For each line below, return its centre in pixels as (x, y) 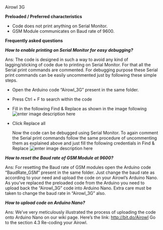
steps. (11, 80)
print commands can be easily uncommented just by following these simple (81, 75)
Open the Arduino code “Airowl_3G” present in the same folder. (75, 90)
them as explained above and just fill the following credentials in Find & (83, 143)
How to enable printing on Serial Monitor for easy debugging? (69, 50)
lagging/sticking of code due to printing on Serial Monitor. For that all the (78, 65)
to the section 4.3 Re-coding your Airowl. (46, 222)
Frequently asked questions (34, 41)
